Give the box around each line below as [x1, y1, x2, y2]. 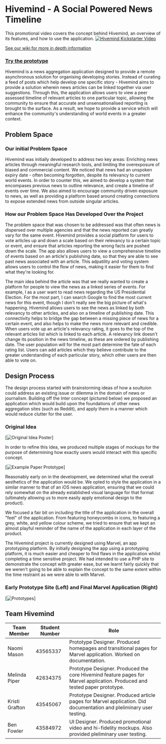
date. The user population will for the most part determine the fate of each [5, 342, 157, 348]
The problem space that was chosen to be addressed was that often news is [5, 222, 161, 228]
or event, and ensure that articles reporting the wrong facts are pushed [5, 243, 150, 249]
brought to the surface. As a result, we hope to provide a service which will [5, 105, 158, 112]
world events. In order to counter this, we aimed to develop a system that [5, 177, 154, 183]
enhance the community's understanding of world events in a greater [5, 111, 146, 117]
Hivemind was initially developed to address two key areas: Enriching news [5, 156, 158, 162]
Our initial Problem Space [5, 145, 68, 152]
